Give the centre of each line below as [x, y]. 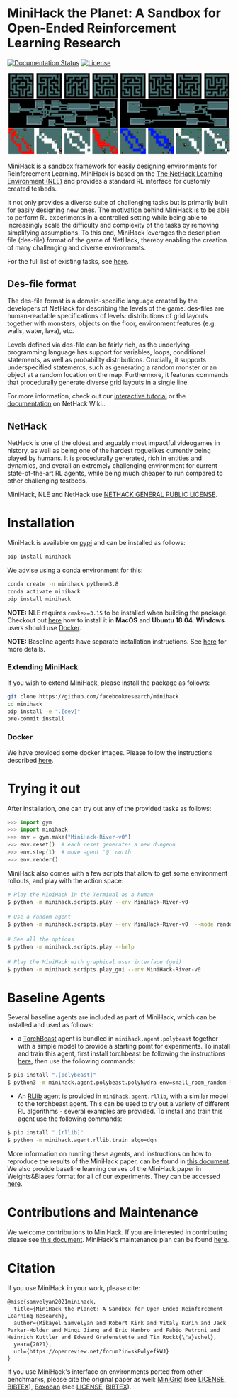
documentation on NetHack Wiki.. [57, 404]
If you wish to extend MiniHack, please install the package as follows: [109, 683]
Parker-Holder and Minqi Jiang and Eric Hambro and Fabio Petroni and [114, 1330]
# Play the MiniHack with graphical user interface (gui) [95, 962]
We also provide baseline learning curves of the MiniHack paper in [104, 1168]
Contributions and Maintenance [103, 1213]
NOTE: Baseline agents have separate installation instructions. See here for [117, 641]
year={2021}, [33, 1344]
